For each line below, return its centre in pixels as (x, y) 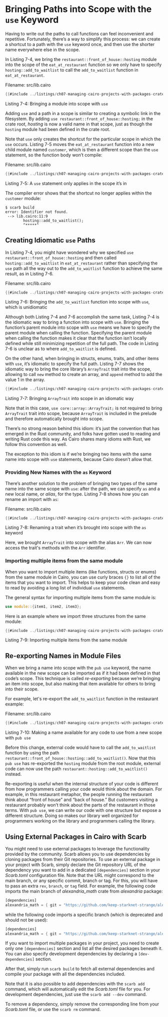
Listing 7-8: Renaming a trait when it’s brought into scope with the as (76, 527)
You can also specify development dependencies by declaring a (71, 954)
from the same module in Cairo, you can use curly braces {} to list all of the (83, 577)
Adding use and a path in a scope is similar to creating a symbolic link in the (83, 113)
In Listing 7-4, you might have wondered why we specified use (69, 252)
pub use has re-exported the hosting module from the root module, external (83, 763)
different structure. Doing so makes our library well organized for (72, 815)
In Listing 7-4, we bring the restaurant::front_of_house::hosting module (81, 59)
